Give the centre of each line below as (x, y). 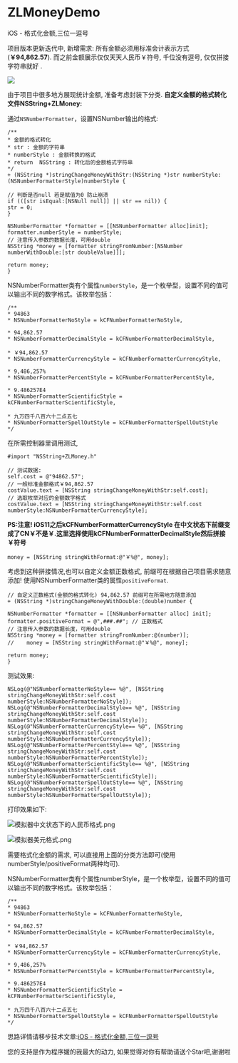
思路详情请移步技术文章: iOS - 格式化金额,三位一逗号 (83, 1036)
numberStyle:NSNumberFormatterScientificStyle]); (83, 776)
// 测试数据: (25, 470)
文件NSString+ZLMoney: (45, 103)
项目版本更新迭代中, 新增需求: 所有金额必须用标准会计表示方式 (98, 48)
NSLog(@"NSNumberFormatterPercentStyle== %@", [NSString (94, 745)
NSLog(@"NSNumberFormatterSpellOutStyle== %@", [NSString (95, 782)
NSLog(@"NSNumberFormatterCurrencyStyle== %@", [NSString (95, 726)
